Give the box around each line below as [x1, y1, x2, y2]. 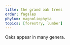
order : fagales [5, 12, 36, 17]
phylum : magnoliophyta [5, 16, 52, 21]
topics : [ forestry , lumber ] [5, 21, 63, 26]
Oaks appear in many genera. [5, 34, 65, 40]
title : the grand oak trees [5, 7, 63, 12]
